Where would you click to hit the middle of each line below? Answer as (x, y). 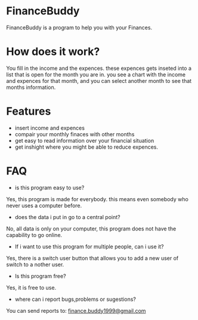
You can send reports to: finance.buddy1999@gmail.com (76, 310)
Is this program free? (41, 276)
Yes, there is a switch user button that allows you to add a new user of (92, 258)
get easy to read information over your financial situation (84, 140)
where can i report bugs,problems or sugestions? (75, 299)
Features (29, 111)
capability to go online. (34, 235)
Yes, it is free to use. (31, 287)
